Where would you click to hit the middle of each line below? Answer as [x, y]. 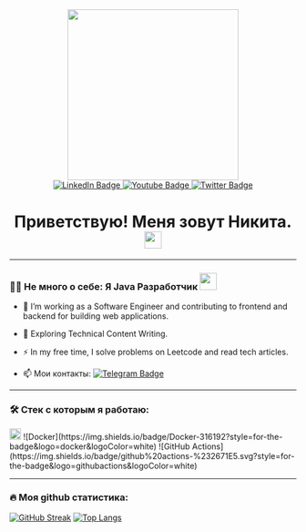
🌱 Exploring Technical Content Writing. [95, 334]
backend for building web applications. [96, 316]
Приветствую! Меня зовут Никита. [153, 222]
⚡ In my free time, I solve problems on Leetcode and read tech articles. [155, 352]
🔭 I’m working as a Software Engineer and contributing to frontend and [155, 307]
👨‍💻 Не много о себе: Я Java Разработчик [104, 286]
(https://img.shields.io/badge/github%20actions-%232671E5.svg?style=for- [152, 455]
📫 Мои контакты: [56, 373]
